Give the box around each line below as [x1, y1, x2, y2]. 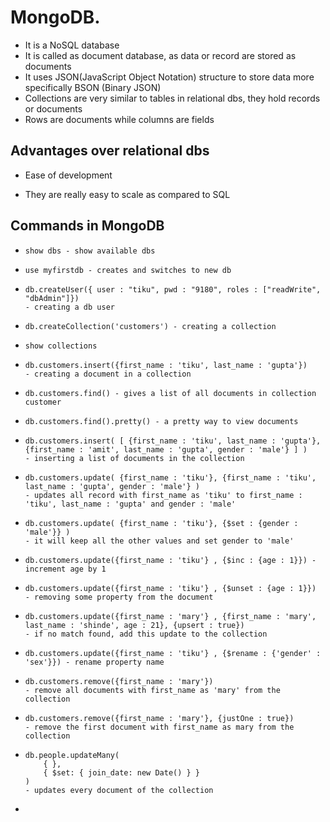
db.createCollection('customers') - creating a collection [24, 321, 277, 331]
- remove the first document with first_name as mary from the [24, 722, 295, 732]
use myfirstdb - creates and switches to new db [24, 265, 232, 275]
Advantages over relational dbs [10, 142, 210, 160]
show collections [24, 341, 98, 351]
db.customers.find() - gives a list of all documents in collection [24, 388, 317, 398]
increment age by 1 [24, 564, 107, 574]
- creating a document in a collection [24, 369, 192, 379]
